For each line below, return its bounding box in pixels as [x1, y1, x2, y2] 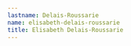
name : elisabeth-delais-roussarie [7, 19, 121, 27]
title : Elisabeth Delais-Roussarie [7, 26, 124, 34]
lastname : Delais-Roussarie [7, 11, 100, 19]
